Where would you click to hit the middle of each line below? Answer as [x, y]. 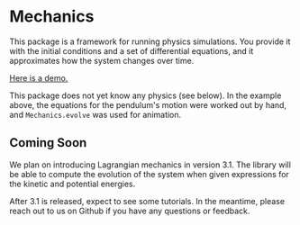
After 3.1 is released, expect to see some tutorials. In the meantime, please [147, 201]
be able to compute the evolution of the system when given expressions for [150, 174]
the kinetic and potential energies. [73, 184]
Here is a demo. [39, 77]
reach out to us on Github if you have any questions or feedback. [130, 211]
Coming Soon [48, 143]
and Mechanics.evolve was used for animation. [95, 114]
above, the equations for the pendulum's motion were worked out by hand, [148, 104]
